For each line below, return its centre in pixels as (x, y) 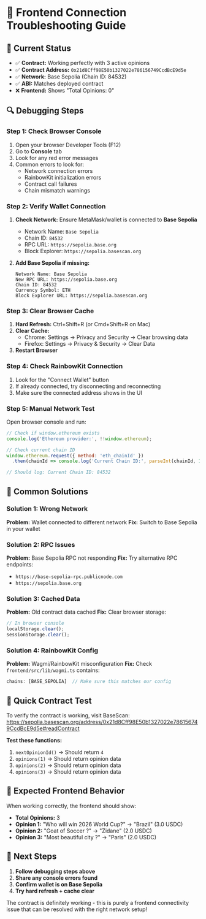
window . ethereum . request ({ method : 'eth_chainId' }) (75, 456)
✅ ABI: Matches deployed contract (59, 83)
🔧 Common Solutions (47, 491)
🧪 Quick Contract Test (49, 700)
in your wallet (23, 528)
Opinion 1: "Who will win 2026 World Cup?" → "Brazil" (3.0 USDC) (99, 824)
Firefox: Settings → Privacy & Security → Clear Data (90, 344)
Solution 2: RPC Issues (41, 544)
